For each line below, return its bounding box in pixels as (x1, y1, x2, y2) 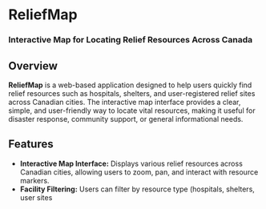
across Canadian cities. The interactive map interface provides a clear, (8, 97, 241, 107)
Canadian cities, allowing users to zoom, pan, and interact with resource (19, 167, 259, 177)
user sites (19, 192, 53, 202)
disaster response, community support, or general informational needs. (8, 114, 244, 123)
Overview (8, 58, 58, 73)
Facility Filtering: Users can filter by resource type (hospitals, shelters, (19, 184, 255, 194)
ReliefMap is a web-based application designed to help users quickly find (8, 80, 252, 90)
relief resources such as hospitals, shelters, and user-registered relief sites (8, 88, 256, 98)
